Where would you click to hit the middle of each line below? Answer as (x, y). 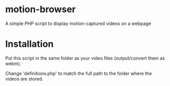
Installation (30, 44)
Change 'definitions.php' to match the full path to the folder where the (79, 73)
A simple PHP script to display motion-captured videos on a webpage (78, 23)
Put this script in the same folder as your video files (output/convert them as (85, 58)
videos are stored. (24, 79)
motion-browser (40, 9)
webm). (13, 63)
